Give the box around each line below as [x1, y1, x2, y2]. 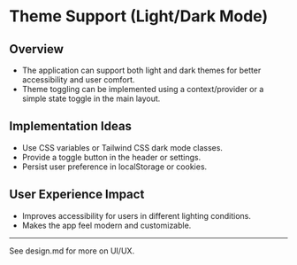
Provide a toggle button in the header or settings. [21, 152, 202, 162]
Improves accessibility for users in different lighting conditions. [21, 210, 252, 221]
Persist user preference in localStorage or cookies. [21, 161, 208, 172]
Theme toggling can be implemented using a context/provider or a [21, 84, 264, 94]
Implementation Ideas [9, 119, 133, 134]
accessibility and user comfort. [21, 74, 135, 85]
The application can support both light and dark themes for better [21, 65, 262, 75]
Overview [9, 42, 65, 57]
